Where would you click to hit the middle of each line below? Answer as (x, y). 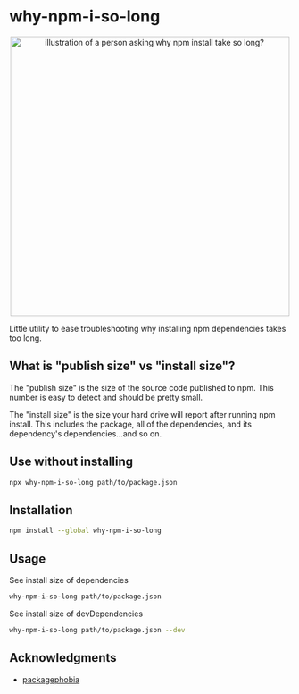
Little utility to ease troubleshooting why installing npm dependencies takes (148, 328)
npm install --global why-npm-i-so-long (86, 531)
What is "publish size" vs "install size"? (122, 366)
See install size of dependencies (69, 580)
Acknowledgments (63, 658)
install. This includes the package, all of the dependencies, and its (131, 424)
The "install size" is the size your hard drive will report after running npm (142, 414)
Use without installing (71, 462)
